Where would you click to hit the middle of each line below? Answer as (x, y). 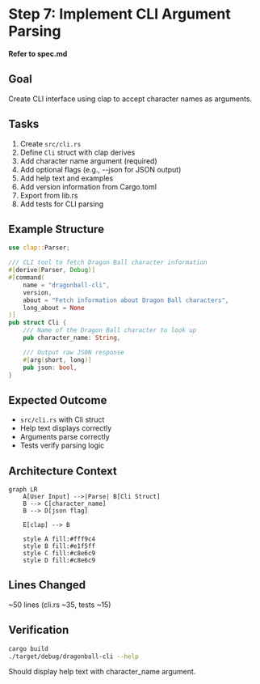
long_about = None (54, 308)
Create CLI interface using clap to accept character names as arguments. (130, 99)
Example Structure (57, 229)
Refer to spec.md (38, 53)
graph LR (23, 490)
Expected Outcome (58, 400)
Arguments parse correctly (65, 437)
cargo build (28, 648)
